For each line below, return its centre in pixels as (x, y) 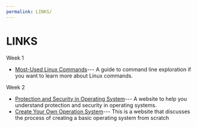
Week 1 (15, 58)
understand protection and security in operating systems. (86, 105)
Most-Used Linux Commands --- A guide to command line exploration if (103, 69)
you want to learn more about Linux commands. (74, 76)
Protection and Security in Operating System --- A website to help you (101, 98)
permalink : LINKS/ (29, 12)
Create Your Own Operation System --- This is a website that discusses (102, 111)
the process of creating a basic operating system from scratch (92, 117)
